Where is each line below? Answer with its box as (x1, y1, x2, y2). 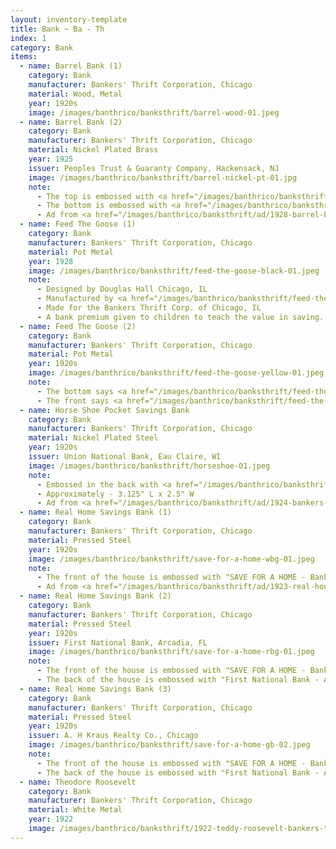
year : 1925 (28, 154, 74, 164)
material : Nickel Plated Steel (28, 433, 159, 443)
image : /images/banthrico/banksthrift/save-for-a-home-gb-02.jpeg (28, 740, 311, 750)
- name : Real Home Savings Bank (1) (19, 507, 172, 518)
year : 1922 (28, 814, 74, 825)
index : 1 (10, 33, 47, 43)
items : (10, 52, 38, 62)
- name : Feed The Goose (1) (19, 219, 137, 230)
